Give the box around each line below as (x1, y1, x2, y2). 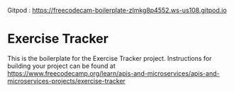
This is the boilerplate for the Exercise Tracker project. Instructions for (7, 54, 212, 62)
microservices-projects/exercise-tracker (7, 76, 126, 85)
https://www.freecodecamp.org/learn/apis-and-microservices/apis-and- (7, 69, 220, 77)
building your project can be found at (7, 62, 116, 70)
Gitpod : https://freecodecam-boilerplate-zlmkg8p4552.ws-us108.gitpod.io (7, 6, 227, 14)
